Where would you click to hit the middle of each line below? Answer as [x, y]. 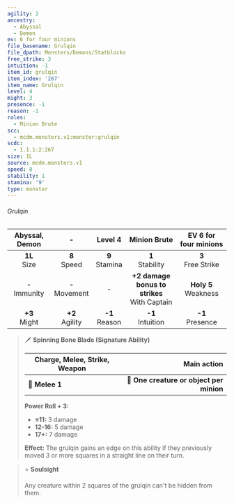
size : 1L [20, 157]
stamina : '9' [26, 182]
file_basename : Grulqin [42, 46]
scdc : [15, 144]
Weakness [202, 294]
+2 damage [151, 276]
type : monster [28, 189]
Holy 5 [202, 285]
